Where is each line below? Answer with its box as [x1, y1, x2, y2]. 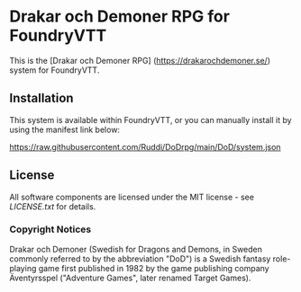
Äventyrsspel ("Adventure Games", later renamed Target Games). [9, 272, 251, 283]
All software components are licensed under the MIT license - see [9, 191, 255, 202]
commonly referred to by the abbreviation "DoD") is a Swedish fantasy [9, 253, 271, 264]
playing [9, 262, 37, 273]
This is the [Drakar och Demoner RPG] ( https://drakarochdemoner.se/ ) [9, 55, 270, 66]
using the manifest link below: [9, 124, 120, 135]
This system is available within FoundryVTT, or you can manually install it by [9, 114, 292, 125]
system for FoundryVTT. [9, 65, 100, 75]
